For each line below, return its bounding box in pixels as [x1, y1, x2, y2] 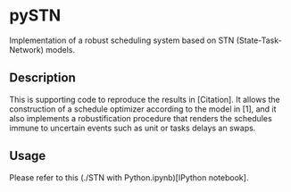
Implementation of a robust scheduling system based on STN [9, 35, 235, 46]
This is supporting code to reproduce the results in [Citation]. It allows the [9, 94, 281, 104]
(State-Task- [236, 35, 283, 46]
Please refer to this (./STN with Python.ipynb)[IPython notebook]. [9, 171, 249, 183]
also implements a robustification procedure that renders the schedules [9, 113, 272, 123]
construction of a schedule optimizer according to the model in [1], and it [9, 104, 277, 114]
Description [9, 71, 76, 86]
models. [46, 44, 76, 54]
